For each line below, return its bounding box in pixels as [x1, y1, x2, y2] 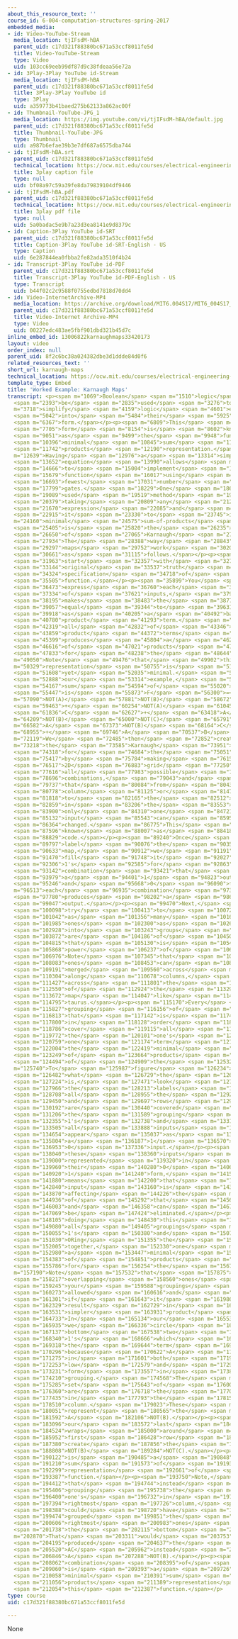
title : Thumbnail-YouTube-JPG [13, 129, 103, 136]
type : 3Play [13, 96, 50, 104]
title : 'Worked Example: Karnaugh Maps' [7, 386, 129, 393]
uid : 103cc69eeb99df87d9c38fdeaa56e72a [13, 63, 132, 70]
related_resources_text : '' [7, 359, 91, 367]
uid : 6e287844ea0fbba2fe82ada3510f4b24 [13, 254, 132, 262]
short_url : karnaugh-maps [7, 367, 84, 374]
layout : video [7, 340, 50, 347]
